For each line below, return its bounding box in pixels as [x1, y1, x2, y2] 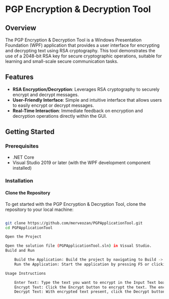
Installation [5, 177, 34, 184]
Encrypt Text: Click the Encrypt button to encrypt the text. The [14, 284, 156, 290]
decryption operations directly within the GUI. [12, 113, 107, 119]
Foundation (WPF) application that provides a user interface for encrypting [5, 42, 160, 48]
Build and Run [5, 248, 35, 253]
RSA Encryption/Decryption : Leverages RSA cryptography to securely [12, 86, 160, 92]
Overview [5, 24, 37, 32]
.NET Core [12, 154, 34, 160]
